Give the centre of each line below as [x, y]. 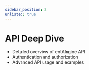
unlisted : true [21, 14]
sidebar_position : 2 [26, 10]
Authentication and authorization [45, 57]
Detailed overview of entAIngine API [48, 52]
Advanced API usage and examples [48, 62]
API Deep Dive [35, 38]
